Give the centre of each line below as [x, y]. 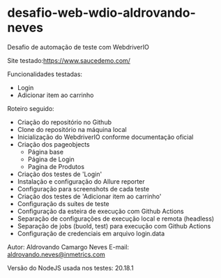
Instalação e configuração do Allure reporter [81, 181]
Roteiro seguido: [31, 108]
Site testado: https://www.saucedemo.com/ [69, 60]
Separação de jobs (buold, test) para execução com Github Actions [114, 226]
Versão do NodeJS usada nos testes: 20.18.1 [70, 268]
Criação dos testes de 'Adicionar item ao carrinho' [89, 196]
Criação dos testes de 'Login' [60, 174]
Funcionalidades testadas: [45, 74]
